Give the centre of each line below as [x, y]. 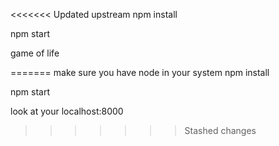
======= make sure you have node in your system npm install [140, 72]
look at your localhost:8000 [67, 111]
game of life [35, 53]
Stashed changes [220, 130]
